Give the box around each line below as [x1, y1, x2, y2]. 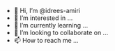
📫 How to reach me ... [13, 37, 79, 44]
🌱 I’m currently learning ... [13, 21, 89, 29]
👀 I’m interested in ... [13, 14, 73, 22]
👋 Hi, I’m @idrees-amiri [13, 7, 80, 14]
